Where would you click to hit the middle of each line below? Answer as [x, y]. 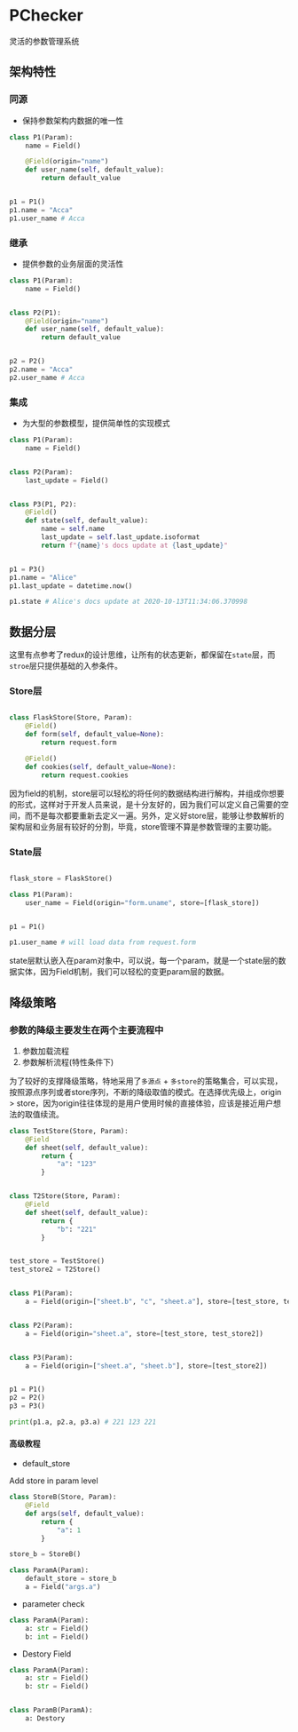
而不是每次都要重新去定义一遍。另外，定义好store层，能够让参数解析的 [154, 815]
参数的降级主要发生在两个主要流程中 [86, 1029]
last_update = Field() [67, 481]
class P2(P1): [35, 313]
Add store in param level [54, 1481]
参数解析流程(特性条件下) [68, 1061]
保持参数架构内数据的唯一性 [73, 120]
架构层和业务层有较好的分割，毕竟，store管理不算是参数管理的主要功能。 [143, 826]
